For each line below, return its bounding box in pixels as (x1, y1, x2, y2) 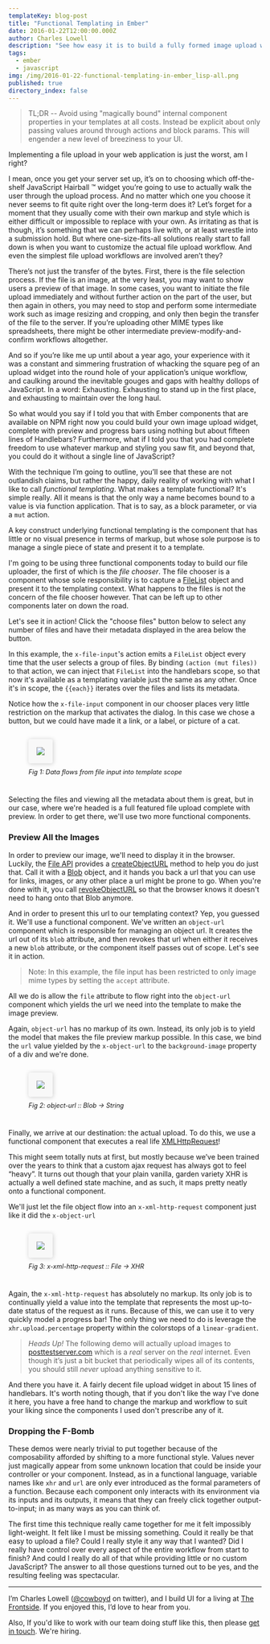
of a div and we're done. (8, 1049, 89, 1059)
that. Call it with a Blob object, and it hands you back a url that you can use (8, 867, 256, 877)
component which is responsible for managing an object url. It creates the (8, 925, 253, 935)
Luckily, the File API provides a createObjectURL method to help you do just (8, 859, 259, 868)
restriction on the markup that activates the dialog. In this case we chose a (8, 707, 256, 717)
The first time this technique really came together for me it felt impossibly (8, 1518, 252, 1529)
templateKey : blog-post (8, 11, 88, 20)
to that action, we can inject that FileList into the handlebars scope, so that (8, 666, 260, 676)
